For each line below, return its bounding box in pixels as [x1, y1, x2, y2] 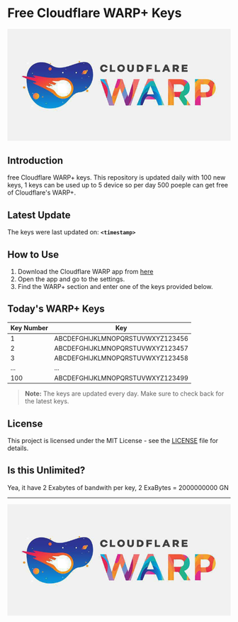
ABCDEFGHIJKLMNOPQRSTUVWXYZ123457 [54, 344, 189, 352]
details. [7, 444, 29, 452]
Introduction [7, 155, 64, 166]
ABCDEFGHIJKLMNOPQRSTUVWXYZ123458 [54, 354, 189, 363]
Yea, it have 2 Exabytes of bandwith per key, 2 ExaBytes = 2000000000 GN [7, 483, 229, 491]
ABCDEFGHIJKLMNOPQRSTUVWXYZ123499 [54, 373, 189, 382]
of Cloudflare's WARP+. [7, 188, 76, 197]
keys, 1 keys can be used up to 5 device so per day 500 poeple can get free [7, 181, 229, 190]
